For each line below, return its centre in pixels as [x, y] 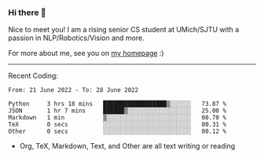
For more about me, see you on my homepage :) [86, 53]
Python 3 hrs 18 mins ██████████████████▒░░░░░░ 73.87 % [117, 104]
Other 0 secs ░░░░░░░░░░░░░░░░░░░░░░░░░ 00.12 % [117, 132]
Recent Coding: [33, 76]
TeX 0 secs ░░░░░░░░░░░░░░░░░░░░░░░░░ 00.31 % [117, 125]
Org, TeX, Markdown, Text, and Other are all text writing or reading [127, 146]
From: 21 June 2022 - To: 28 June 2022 [73, 90]
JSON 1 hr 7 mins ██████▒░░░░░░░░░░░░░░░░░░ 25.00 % [117, 111]
